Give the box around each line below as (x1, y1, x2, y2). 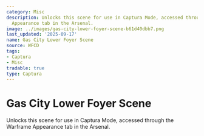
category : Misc (6, 8, 45, 15)
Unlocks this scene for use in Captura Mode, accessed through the (6, 117, 174, 124)
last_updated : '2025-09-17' (6, 31, 78, 37)
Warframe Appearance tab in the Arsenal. (6, 123, 110, 131)
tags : (6, 48, 20, 54)
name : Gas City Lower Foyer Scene (6, 37, 94, 43)
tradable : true (6, 65, 45, 71)
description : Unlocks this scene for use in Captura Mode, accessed (6, 15, 183, 21)
